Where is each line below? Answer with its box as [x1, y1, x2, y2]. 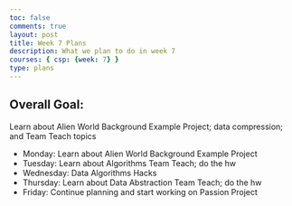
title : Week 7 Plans [9, 38, 88, 48]
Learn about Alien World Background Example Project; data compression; [9, 121, 283, 132]
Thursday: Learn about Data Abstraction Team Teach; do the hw [22, 177, 262, 188]
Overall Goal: [9, 97, 84, 113]
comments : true [9, 22, 67, 31]
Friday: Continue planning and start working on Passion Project [22, 186, 258, 197]
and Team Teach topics [9, 130, 97, 141]
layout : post [9, 30, 59, 39]
